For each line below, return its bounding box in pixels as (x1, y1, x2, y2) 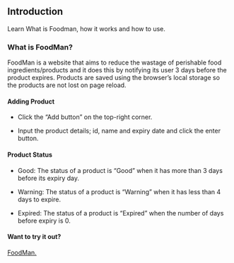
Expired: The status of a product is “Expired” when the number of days (17, 208, 224, 217)
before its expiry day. (17, 174, 80, 182)
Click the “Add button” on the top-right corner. (17, 113, 153, 121)
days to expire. (17, 195, 62, 203)
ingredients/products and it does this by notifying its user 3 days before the (7, 66, 228, 74)
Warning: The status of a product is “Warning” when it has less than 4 (17, 187, 221, 196)
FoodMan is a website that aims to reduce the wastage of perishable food (7, 58, 222, 67)
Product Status (7, 150, 53, 159)
